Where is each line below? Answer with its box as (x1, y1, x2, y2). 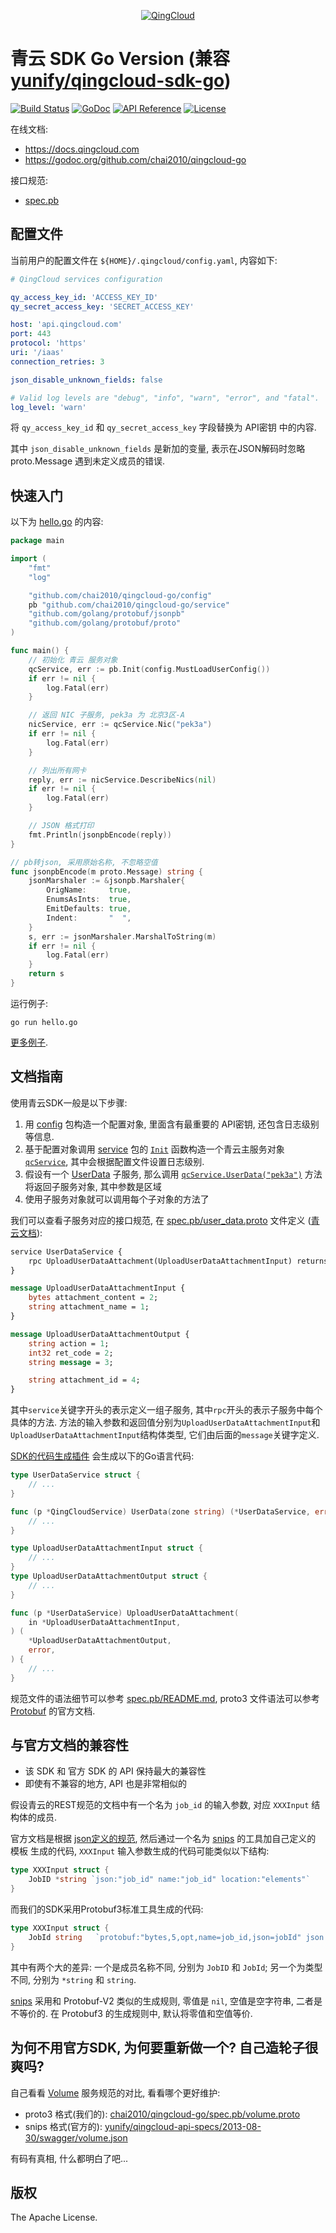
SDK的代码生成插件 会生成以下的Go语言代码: (10, 1450, 195, 1462)
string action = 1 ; (28, 1338, 110, 1349)
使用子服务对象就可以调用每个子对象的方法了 (24, 1193, 210, 1205)
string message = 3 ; (28, 1357, 114, 1367)
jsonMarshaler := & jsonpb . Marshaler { (28, 876, 186, 886)
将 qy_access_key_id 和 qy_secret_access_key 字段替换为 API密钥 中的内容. (10, 421, 317, 434)
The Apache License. (10, 2211, 98, 2224)
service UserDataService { (10, 1246, 123, 1257)
